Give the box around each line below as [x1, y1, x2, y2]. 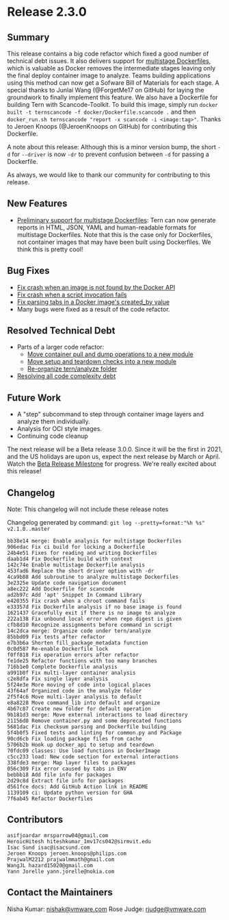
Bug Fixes [7, 265, 50, 277]
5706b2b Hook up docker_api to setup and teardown [7, 741, 154, 749]
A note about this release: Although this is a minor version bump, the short [7, 143, 217, 151]
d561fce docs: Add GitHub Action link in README [7, 784, 148, 791]
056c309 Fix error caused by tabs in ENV [7, 765, 127, 773]
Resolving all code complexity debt [16, 372, 116, 380]
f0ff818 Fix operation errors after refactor [7, 651, 139, 658]
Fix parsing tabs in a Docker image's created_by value [16, 297, 170, 306]
